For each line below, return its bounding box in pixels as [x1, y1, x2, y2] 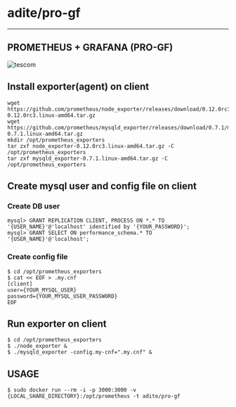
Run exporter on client [7, 318, 107, 330]
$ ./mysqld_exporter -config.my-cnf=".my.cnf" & [7, 349, 152, 356]
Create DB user [7, 201, 60, 211]
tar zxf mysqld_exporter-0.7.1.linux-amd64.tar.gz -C [7, 155, 169, 162]
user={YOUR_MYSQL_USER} [7, 287, 77, 294]
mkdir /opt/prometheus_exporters [7, 136, 105, 144]
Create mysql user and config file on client [7, 180, 197, 192]
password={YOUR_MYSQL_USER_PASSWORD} [7, 292, 118, 300]
